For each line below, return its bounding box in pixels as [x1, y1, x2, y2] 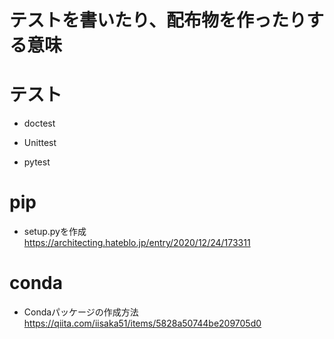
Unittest [23, 137, 57, 149]
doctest [23, 117, 56, 130]
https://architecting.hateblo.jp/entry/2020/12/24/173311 [23, 237, 251, 249]
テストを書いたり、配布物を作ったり [9, 9, 307, 32]
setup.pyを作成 [23, 226, 87, 238]
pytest [23, 156, 51, 168]
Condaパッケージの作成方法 [23, 306, 139, 318]
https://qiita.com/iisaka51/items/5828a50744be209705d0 [23, 317, 262, 329]
